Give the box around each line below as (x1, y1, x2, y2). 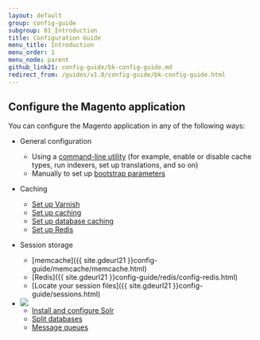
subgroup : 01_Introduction (8, 26, 98, 34)
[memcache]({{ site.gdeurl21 (31, 256, 126, 265)
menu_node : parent (8, 56, 69, 64)
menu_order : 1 (8, 48, 56, 56)
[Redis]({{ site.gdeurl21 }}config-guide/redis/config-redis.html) (31, 272, 239, 282)
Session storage (19, 240, 73, 250)
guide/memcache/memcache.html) (31, 264, 147, 274)
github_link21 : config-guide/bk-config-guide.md (8, 64, 173, 71)
